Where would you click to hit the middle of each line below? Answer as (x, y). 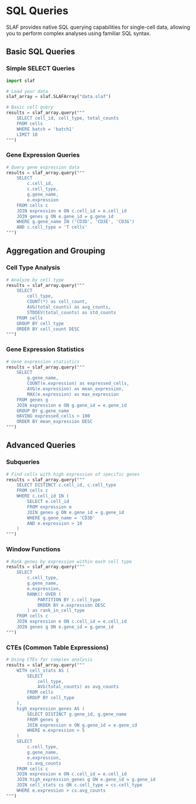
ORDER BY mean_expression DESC (55, 422)
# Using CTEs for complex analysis (49, 660)
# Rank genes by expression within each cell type (69, 562)
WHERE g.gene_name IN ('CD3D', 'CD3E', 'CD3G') (75, 222)
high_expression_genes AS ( (51, 708)
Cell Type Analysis (33, 268)
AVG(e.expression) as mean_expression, (76, 389)
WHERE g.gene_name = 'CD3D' (61, 518)
